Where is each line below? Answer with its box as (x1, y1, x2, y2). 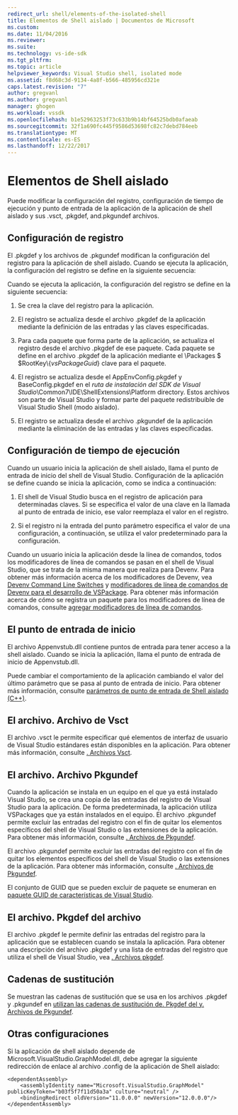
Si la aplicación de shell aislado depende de (7, 1047, 135, 1055)
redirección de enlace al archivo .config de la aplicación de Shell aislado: (7, 1062, 220, 1070)
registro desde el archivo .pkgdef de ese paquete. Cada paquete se (17, 344, 215, 352)
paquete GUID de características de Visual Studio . (7, 891, 154, 899)
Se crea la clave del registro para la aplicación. (17, 301, 154, 310)
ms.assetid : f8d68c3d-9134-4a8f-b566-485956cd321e (7, 76, 160, 84)
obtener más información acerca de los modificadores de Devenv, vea (7, 572, 212, 581)
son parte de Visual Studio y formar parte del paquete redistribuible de (17, 395, 225, 403)
